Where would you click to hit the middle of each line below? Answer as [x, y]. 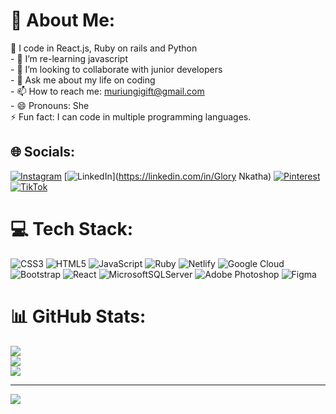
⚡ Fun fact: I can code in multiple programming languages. [131, 116]
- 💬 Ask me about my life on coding [83, 80]
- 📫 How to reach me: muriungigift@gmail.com [107, 91]
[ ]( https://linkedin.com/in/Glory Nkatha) [167, 176]
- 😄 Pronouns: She [50, 105]
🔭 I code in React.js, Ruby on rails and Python [104, 48]
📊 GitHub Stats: [78, 316]
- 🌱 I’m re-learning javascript [69, 58]
